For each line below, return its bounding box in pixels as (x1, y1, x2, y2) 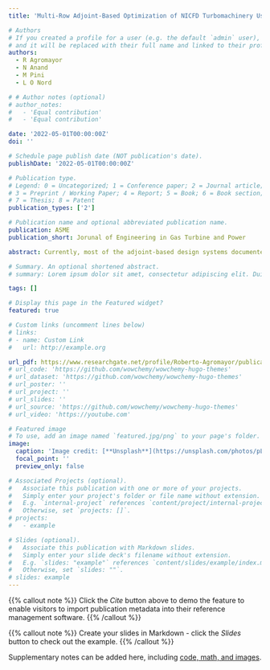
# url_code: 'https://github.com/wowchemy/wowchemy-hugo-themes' (8, 365, 231, 374)
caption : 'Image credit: (15, 447, 99, 455)
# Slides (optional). (8, 536, 81, 544)
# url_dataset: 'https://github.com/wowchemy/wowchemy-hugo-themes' (8, 373, 243, 381)
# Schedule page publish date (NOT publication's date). (8, 152, 203, 160)
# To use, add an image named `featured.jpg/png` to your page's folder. (8, 432, 261, 441)
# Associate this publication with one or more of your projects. (8, 484, 243, 492)
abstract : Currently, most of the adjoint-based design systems (8, 248, 228, 256)
